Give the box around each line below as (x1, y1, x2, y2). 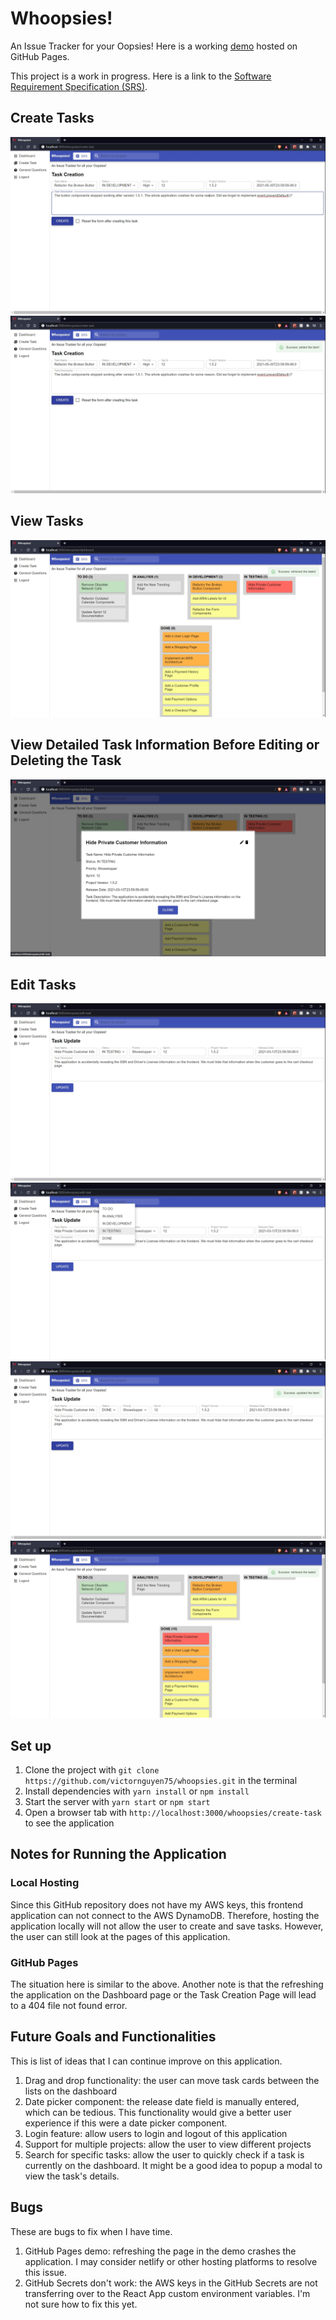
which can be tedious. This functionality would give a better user (24, 2106, 292, 2118)
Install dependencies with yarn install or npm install (24, 1785, 250, 1797)
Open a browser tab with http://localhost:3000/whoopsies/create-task (24, 1807, 322, 1818)
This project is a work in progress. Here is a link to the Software (10, 70, 272, 82)
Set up (10, 1737, 52, 1754)
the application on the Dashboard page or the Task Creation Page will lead (10, 1988, 317, 2001)
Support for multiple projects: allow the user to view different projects (24, 2138, 312, 2150)
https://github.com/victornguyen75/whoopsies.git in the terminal (24, 1775, 298, 1786)
